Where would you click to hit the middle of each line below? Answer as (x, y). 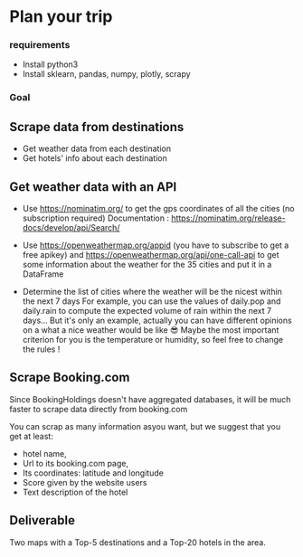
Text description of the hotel (75, 492)
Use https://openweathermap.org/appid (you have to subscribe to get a (156, 245)
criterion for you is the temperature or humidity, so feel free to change (152, 340)
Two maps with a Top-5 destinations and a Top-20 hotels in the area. (138, 542)
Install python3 (50, 64)
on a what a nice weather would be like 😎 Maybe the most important (151, 330)
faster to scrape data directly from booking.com (99, 409)
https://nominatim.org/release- (229, 218)
